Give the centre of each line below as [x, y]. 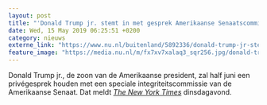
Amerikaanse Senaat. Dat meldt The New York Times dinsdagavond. [120, 92]
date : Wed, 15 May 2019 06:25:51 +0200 [74, 30]
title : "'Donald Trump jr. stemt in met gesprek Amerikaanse [112, 23]
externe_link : [32, 45]
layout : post [30, 16]
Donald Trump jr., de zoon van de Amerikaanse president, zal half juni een [129, 75]
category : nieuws [37, 38]
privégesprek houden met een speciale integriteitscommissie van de [120, 84]
